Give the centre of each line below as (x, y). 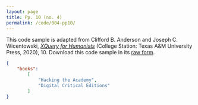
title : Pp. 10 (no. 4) (34, 17)
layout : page (22, 12)
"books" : (28, 69)
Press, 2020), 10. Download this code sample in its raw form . (81, 52)
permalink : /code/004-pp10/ (41, 23)
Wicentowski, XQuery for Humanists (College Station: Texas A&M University (99, 46)
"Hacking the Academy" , (67, 80)
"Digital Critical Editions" (74, 85)
